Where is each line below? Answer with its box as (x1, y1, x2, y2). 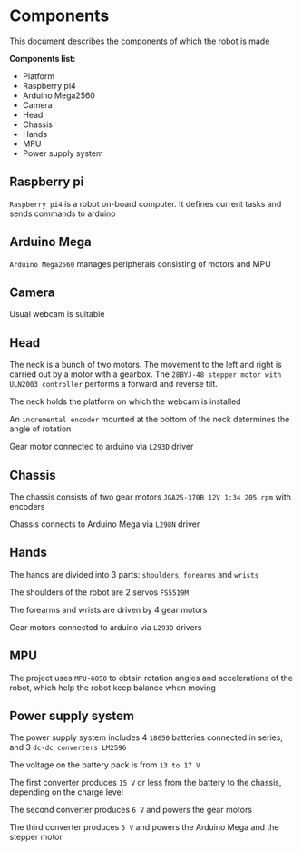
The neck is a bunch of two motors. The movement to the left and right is (9, 360, 283, 371)
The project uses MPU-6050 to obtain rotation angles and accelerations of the (9, 672, 293, 683)
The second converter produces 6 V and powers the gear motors (9, 805, 252, 816)
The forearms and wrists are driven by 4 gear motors (9, 604, 208, 615)
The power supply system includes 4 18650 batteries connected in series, (9, 732, 284, 743)
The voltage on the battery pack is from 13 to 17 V (9, 759, 201, 770)
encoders (9, 501, 45, 511)
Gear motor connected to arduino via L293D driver (9, 441, 194, 452)
